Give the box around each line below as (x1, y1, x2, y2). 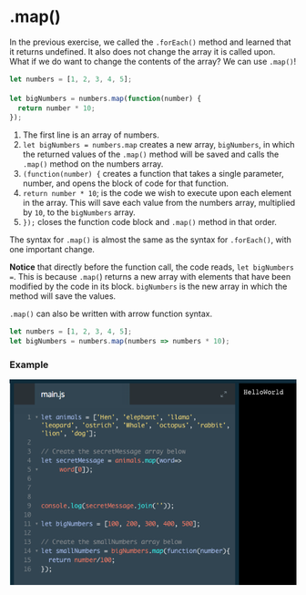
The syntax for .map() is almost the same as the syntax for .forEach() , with (9, 234, 291, 245)
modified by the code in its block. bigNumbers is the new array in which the (9, 281, 288, 292)
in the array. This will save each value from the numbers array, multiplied (22, 198, 296, 209)
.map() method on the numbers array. (22, 159, 164, 169)
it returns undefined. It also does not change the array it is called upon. (9, 46, 276, 56)
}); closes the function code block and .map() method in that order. (22, 217, 278, 228)
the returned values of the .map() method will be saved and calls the (22, 149, 280, 160)
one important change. (9, 244, 96, 255)
